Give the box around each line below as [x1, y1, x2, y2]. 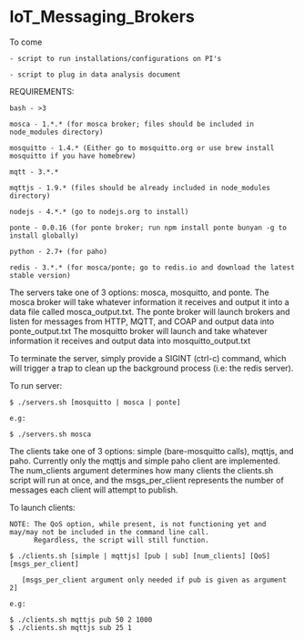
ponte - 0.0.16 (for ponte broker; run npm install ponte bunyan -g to [9, 223, 287, 232]
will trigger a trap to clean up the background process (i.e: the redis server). [9, 362, 294, 373]
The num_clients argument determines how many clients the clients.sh [9, 464, 274, 475]
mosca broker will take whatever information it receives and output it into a [9, 296, 289, 307]
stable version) [9, 270, 71, 280]
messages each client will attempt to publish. [9, 484, 178, 495]
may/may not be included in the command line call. [9, 527, 209, 536]
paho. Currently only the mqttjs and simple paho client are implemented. [9, 455, 280, 466]
